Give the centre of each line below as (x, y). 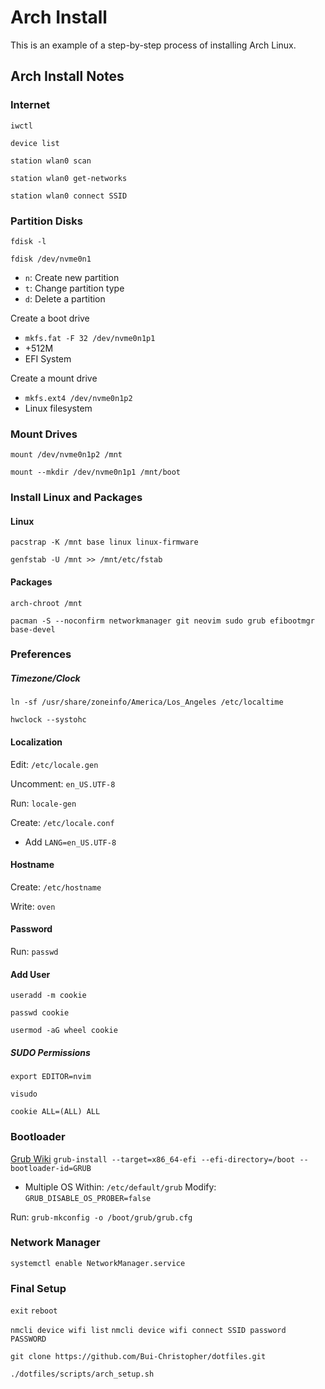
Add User (30, 974)
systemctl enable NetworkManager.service (98, 1263)
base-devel (33, 629)
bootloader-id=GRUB (51, 1168)
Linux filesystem (58, 408)
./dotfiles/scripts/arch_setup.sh (82, 1374)
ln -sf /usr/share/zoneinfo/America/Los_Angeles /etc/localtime (147, 702)
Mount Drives (44, 434)
